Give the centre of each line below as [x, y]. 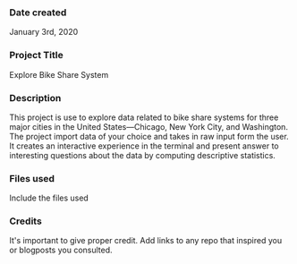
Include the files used [49, 198]
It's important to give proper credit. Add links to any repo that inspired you [146, 241]
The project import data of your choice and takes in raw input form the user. [149, 136]
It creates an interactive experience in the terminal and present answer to [144, 146]
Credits [25, 221]
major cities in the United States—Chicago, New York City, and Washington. [149, 126]
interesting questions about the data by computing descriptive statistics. [142, 155]
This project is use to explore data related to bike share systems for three [144, 117]
